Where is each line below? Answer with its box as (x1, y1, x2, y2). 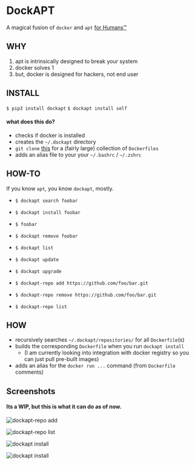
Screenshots (6, 386, 56, 396)
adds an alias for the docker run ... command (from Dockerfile (15, 362, 176, 370)
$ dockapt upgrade (15, 268, 62, 274)
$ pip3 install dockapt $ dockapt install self (6, 105, 127, 111)
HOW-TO (6, 168, 41, 179)
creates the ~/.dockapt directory (15, 138, 96, 145)
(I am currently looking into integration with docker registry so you (24, 349, 190, 356)
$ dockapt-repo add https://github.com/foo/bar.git (15, 280, 148, 286)
